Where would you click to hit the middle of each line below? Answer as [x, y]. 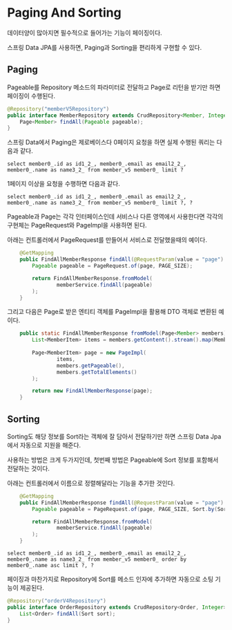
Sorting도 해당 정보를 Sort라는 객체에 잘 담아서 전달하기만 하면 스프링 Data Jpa [114, 436]
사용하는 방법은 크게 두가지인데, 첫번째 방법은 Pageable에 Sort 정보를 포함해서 [113, 460]
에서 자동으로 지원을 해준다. [44, 445]
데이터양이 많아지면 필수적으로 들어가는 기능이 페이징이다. [85, 33]
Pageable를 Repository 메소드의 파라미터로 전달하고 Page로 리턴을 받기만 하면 [114, 87]
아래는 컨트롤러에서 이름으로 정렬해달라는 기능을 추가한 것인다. [91, 483]
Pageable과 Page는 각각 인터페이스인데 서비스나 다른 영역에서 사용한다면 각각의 [115, 216]
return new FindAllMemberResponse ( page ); [93, 391]
